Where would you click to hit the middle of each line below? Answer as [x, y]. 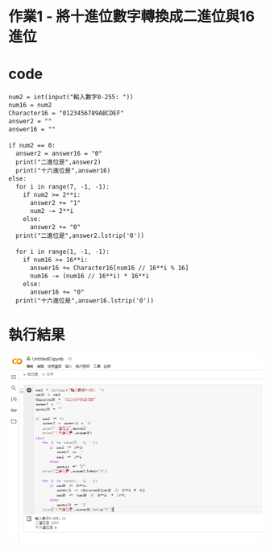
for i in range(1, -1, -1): [63, 252]
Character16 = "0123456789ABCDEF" [66, 114]
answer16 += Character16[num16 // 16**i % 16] [109, 268]
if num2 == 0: [32, 146]
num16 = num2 [30, 106]
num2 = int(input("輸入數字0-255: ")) [71, 98]
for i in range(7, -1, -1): [63, 187]
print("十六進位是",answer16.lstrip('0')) [85, 301]
